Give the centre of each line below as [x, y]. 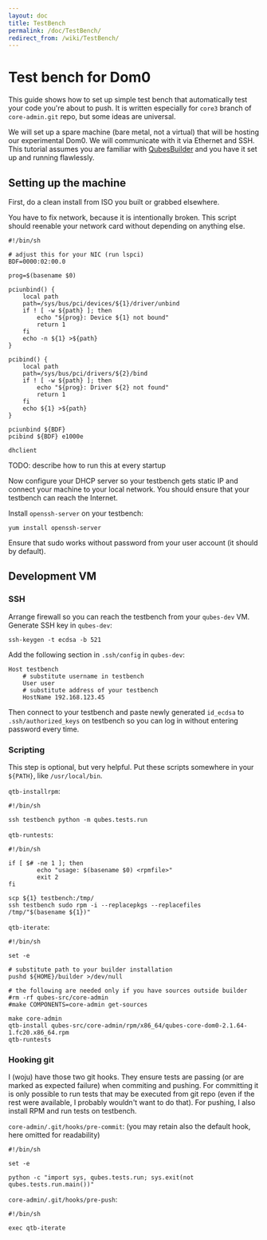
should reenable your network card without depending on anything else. [127, 226]
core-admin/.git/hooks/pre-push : [63, 1199]
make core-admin [35, 1019]
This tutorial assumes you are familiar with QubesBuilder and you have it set [133, 150]
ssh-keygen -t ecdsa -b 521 [55, 640]
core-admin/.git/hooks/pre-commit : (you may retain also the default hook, [130, 1126]
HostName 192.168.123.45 [64, 697]
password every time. [44, 729]
